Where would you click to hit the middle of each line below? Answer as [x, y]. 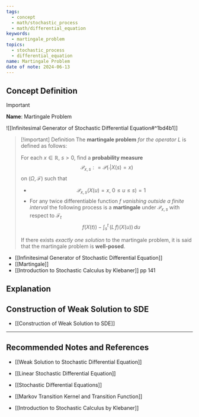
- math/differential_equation [49, 28]
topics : [16, 45]
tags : [13, 12]
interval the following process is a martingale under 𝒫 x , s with [105, 208]
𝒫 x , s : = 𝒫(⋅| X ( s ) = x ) [107, 168]
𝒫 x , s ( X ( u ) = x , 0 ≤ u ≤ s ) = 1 [111, 191]
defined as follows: [44, 146]
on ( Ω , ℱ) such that [44, 178]
